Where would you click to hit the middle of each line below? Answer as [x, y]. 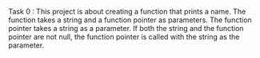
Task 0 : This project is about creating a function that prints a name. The [127, 12]
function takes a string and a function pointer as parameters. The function [130, 20]
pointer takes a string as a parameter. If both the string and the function [126, 28]
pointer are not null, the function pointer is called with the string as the [124, 37]
